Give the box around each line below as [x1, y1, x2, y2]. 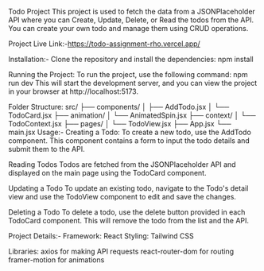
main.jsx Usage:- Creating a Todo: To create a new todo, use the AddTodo [8, 127, 252, 137]
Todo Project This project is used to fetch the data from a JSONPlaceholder [8, 7, 256, 16]
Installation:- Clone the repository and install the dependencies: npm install [8, 55, 254, 64]
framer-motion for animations [8, 255, 105, 265]
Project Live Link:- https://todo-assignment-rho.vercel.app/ [8, 39, 200, 48]
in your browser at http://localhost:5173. [8, 87, 139, 96]
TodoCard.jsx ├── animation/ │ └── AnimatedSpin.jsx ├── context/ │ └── [8, 110, 256, 120]
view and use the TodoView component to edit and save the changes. [8, 192, 237, 201]
